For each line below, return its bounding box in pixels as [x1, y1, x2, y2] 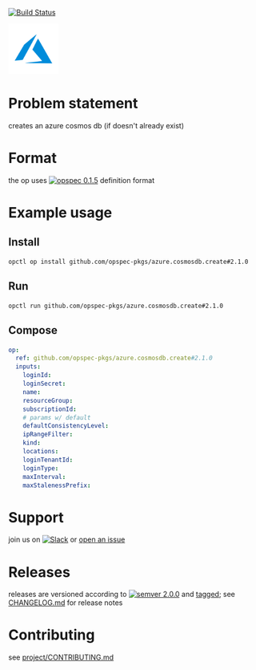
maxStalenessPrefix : [22, 481, 91, 489]
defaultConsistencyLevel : [22, 422, 110, 430]
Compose [8, 323, 58, 337]
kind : [22, 439, 42, 447]
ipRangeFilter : [22, 430, 74, 439]
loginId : [22, 372, 52, 380]
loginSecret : [22, 380, 66, 388]
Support [8, 508, 64, 526]
